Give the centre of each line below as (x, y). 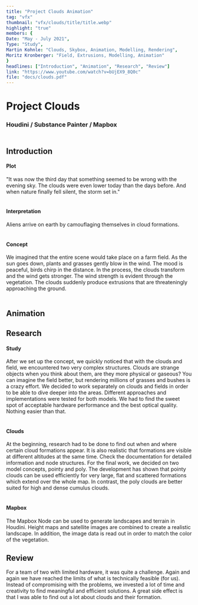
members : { (19, 34)
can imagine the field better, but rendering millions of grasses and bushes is (98, 380)
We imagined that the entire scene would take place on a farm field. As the (97, 257)
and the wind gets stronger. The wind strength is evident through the (90, 276)
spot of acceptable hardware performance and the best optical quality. (92, 405)
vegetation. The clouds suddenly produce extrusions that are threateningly (97, 282)
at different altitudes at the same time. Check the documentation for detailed (99, 457)
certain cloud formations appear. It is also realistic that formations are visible (99, 450)
